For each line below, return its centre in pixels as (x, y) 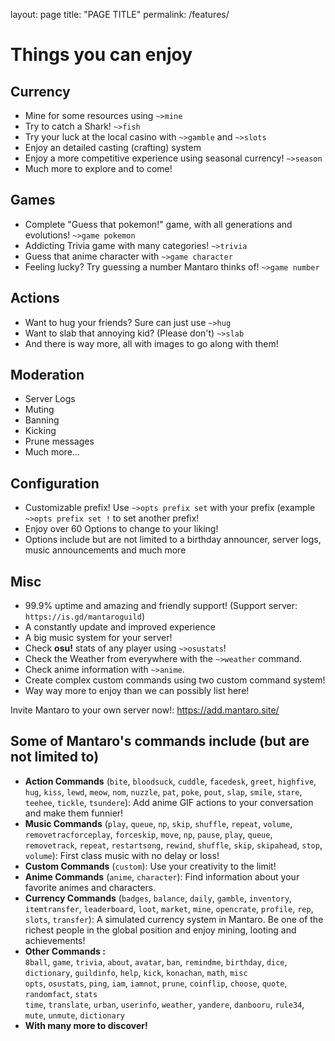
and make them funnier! (74, 813)
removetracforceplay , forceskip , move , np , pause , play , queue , (148, 834)
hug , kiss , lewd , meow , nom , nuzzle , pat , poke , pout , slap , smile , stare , (163, 791)
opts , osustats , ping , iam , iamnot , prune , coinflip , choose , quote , (156, 983)
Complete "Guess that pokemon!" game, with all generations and (158, 224)
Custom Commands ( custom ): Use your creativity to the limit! (150, 866)
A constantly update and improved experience (120, 627)
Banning (42, 420)
